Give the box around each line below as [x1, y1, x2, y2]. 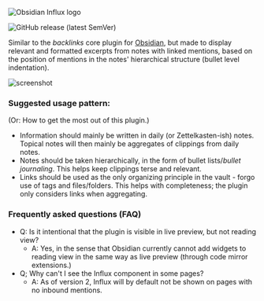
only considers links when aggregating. [19, 189, 148, 199]
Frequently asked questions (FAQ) [8, 209, 142, 220]
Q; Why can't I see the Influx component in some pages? [19, 268, 204, 278]
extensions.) [31, 260, 73, 270]
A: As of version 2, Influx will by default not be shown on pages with [31, 277, 253, 286]
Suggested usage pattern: [8, 97, 110, 108]
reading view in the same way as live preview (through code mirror [31, 251, 248, 261]
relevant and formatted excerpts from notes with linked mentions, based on [8, 46, 253, 55]
